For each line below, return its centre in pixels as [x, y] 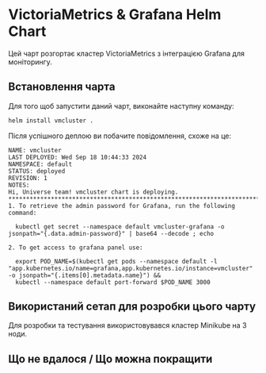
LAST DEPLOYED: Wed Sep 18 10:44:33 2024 [78, 157]
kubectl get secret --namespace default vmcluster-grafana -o [120, 227]
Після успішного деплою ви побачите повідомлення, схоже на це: [120, 136]
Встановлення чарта [62, 87]
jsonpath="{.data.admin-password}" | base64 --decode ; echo [111, 233]
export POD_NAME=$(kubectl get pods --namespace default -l [116, 261]
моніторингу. [30, 62]
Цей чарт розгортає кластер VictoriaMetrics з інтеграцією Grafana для [127, 53]
